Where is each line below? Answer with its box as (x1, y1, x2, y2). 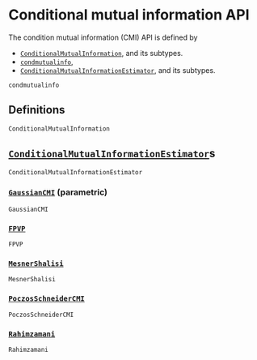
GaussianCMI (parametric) (8, 186, 107, 198)
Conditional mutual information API (8, 6, 250, 24)
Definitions (8, 103, 65, 117)
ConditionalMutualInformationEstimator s (8, 147, 216, 161)
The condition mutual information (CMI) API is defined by (8, 32, 198, 42)
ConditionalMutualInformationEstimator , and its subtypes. (19, 65, 216, 75)
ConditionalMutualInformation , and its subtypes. (19, 48, 183, 58)
